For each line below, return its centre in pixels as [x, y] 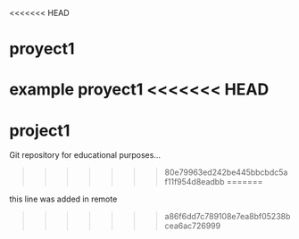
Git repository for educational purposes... [85, 155]
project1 [40, 131]
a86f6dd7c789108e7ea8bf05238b [228, 217]
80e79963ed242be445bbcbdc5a [226, 172]
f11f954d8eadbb [195, 182]
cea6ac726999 [193, 226]
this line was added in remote [63, 199]
